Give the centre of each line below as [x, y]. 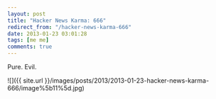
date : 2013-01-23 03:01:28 [47, 34]
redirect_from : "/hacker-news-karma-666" [70, 27]
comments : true [30, 47]
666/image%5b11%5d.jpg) [46, 88]
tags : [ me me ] [28, 40]
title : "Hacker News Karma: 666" [57, 21]
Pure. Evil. [22, 67]
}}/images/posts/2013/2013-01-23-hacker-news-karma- [127, 81]
